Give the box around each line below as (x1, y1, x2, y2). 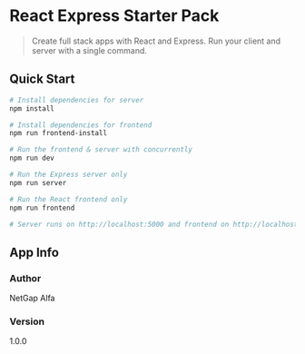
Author (9, 271, 42, 284)
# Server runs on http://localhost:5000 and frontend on (9, 220, 230, 229)
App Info (9, 244, 59, 260)
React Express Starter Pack (9, 5, 220, 26)
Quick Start (9, 72, 75, 87)
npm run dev (9, 153, 54, 163)
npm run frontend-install (9, 129, 107, 138)
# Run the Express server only (9, 170, 128, 179)
